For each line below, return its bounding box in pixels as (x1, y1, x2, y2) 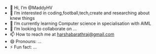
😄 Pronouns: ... (9, 39, 42, 44)
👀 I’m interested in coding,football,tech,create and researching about (9, 10, 150, 16)
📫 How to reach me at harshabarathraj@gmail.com (9, 31, 115, 37)
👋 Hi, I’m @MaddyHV (9, 5, 53, 10)
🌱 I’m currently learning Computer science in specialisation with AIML (9, 20, 152, 26)
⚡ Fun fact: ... (9, 44, 37, 50)
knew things (9, 15, 35, 21)
